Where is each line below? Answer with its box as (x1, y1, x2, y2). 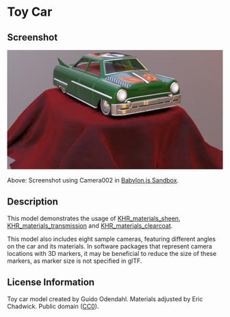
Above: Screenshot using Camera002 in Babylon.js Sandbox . (7, 176, 179, 185)
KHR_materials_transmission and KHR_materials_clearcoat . (7, 221, 173, 230)
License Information (7, 277, 94, 288)
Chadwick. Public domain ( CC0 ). (7, 302, 99, 310)
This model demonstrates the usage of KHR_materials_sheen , (7, 214, 181, 222)
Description (7, 196, 58, 208)
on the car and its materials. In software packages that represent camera (7, 242, 212, 250)
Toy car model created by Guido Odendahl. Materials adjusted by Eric (7, 294, 203, 303)
